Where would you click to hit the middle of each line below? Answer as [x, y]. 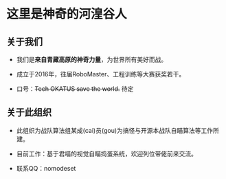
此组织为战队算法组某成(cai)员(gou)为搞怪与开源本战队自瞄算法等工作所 [117, 130]
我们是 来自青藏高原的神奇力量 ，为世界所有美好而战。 [92, 60]
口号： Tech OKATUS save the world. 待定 [75, 89]
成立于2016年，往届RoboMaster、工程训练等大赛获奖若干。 [101, 74]
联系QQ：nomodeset [46, 168]
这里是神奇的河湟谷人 [67, 14]
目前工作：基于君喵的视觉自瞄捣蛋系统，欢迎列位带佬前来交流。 [106, 154]
